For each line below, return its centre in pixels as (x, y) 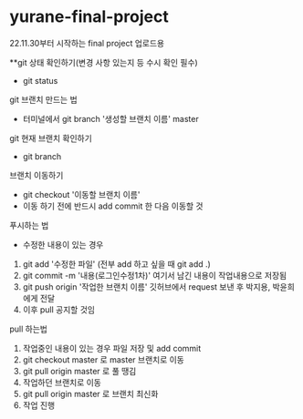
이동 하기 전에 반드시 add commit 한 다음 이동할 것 (113, 206)
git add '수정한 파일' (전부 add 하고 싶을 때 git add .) (117, 264)
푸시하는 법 (29, 225)
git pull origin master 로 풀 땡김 (79, 371)
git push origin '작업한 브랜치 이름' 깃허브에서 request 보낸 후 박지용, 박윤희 (158, 286)
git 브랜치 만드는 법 (43, 99)
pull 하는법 (29, 329)
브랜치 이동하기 (37, 175)
